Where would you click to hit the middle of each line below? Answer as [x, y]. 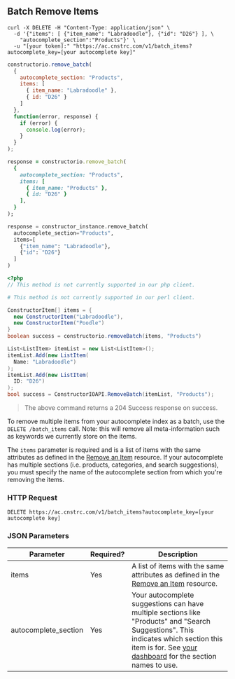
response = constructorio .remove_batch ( [67, 162]
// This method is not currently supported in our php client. [101, 284]
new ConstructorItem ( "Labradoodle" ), [69, 317]
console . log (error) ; [56, 130]
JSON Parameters [38, 536]
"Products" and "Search [171, 621]
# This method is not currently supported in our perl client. [101, 297]
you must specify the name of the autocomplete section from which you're [115, 472]
